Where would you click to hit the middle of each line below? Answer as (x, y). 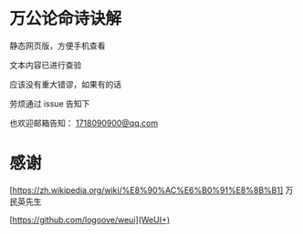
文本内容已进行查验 (46, 65)
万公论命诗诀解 (66, 19)
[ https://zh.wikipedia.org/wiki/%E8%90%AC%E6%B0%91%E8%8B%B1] (146, 190)
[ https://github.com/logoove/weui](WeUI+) (90, 219)
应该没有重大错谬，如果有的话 (65, 84)
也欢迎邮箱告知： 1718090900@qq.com (84, 123)
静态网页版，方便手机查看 (57, 46)
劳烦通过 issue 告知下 (50, 103)
